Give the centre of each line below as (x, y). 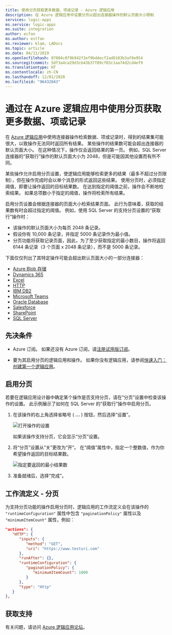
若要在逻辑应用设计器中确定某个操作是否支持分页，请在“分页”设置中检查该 (84, 397)
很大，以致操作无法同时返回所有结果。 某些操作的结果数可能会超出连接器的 (84, 143)
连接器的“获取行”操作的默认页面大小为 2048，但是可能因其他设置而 (76, 156)
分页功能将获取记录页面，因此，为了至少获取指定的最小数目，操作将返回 (89, 240)
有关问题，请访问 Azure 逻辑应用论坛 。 (47, 627)
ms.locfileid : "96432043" (33, 82)
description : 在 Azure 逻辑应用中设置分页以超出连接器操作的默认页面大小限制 (80, 15)
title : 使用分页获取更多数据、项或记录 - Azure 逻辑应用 (60, 10)
